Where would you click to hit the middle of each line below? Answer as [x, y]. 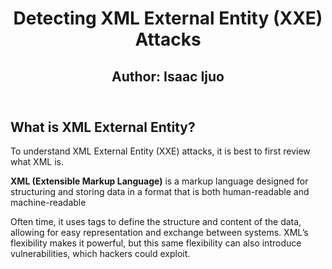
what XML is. [37, 161]
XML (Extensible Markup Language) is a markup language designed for [159, 181]
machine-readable [48, 202]
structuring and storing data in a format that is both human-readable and [160, 191]
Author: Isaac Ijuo [168, 76]
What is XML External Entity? [103, 127]
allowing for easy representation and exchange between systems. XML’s [159, 232]
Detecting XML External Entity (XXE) [168, 18]
